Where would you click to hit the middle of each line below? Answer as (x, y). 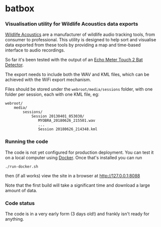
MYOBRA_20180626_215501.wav (67, 121)
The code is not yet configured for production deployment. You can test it (79, 152)
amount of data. (21, 190)
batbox (20, 9)
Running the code (27, 142)
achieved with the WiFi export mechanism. (48, 80)
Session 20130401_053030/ (58, 116)
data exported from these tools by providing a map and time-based (73, 45)
